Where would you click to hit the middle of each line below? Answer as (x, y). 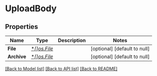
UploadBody (31, 9)
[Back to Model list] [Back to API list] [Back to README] (61, 69)
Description (72, 40)
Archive (17, 57)
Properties (22, 27)
